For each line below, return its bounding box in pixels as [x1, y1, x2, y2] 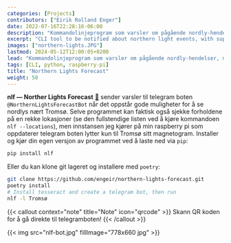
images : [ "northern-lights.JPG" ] [7, 42, 103, 49]
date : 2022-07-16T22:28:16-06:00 [7, 23, 103, 30]
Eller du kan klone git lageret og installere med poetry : [7, 162, 160, 171]
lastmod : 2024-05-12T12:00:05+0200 [7, 49, 109, 56]
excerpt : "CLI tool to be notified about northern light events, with [7, 36, 214, 43]
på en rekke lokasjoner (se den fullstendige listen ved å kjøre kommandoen [7, 115, 220, 123]
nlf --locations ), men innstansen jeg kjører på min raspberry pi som [7, 122, 203, 131]
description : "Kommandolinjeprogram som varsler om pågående [7, 29, 186, 36]
